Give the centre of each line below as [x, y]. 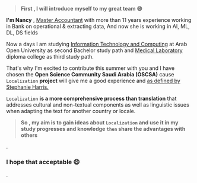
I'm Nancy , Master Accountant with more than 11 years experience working [99, 20]
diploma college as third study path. [50, 57]
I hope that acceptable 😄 [43, 162]
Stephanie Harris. [28, 87]
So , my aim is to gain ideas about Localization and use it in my [99, 123]
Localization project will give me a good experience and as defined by [93, 81]
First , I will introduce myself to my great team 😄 [81, 9]
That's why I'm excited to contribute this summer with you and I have [90, 68]
